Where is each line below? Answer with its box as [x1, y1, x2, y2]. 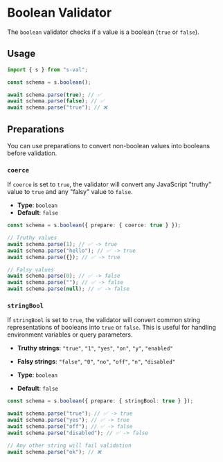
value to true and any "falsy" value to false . [7, 188, 133, 196]
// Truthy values [7, 234, 57, 242]
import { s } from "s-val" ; [7, 66, 89, 73]
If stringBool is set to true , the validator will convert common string [7, 316, 201, 324]
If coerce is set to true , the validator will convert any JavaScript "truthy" [7, 180, 212, 188]
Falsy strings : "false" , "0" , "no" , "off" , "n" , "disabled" [17, 357, 176, 366]
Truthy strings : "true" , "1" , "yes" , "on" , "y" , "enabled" [17, 344, 173, 353]
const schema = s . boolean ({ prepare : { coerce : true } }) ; [7, 222, 181, 229]
